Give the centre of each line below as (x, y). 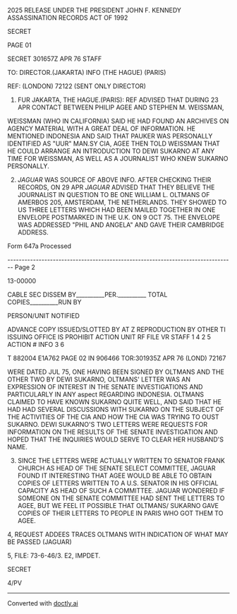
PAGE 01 (19, 45)
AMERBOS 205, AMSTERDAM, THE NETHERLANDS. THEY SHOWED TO (122, 202)
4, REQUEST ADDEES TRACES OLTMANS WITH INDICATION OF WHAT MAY (118, 534)
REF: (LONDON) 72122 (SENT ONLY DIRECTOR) (77, 86)
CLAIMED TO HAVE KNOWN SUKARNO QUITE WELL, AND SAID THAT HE (115, 402)
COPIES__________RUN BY (44, 302)
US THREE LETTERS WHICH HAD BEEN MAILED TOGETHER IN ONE (116, 210)
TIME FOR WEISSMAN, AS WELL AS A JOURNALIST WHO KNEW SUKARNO (118, 159)
